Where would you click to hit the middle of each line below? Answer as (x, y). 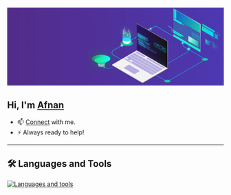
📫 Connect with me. (46, 122)
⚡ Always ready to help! (51, 132)
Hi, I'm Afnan (36, 105)
